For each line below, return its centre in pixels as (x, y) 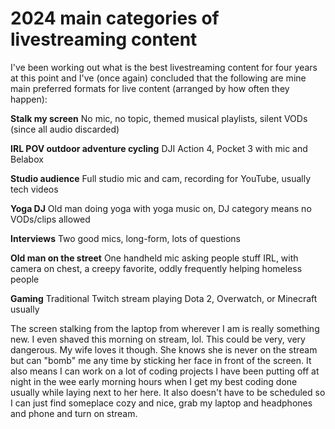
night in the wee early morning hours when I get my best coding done (154, 381)
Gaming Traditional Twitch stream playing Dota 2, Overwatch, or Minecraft (164, 298)
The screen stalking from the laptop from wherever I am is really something (165, 328)
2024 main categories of (115, 18)
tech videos (34, 189)
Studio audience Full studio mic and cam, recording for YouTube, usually (161, 178)
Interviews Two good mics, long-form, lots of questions (125, 238)
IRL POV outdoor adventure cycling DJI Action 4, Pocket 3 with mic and (159, 148)
